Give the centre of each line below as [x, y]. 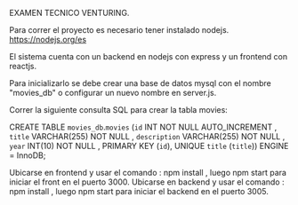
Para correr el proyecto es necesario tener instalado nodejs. [119, 30]
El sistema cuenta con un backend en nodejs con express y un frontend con [149, 56]
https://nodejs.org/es [48, 39]
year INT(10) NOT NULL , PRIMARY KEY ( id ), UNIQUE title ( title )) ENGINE [149, 146]
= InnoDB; [28, 155]
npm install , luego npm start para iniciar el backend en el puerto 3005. [139, 191]
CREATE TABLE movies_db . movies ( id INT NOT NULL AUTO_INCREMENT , [143, 127]
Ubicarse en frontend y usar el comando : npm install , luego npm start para [148, 173]
